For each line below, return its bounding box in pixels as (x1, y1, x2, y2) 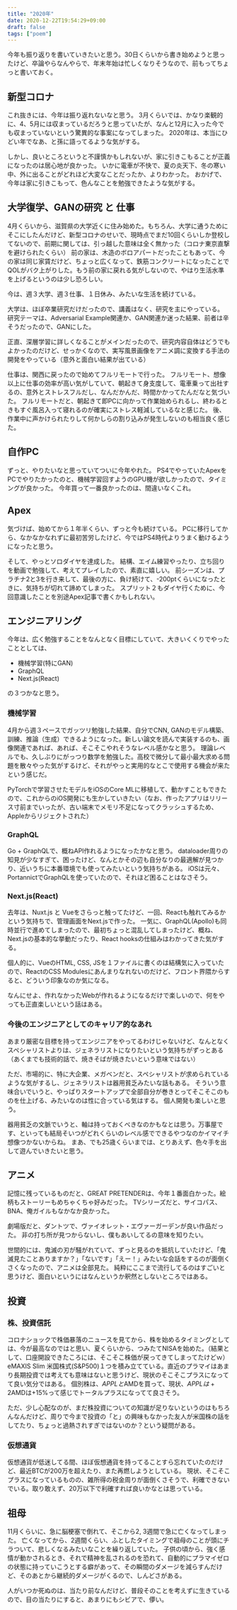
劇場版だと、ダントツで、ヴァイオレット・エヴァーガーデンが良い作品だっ (7, 1222, 224, 1230)
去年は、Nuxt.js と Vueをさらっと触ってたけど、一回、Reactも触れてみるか (7, 908, 226, 916)
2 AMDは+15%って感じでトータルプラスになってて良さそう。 (7, 1389, 184, 1396)
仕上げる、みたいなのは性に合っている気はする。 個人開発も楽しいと (19, 1096, 220, 1104)
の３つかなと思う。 (7, 689, 64, 697)
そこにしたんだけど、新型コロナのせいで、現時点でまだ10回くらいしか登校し (7, 231, 230, 239)
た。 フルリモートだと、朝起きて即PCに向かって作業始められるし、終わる (7, 397, 221, 405)
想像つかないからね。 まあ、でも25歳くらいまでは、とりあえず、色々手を (7, 1138, 221, 1146)
